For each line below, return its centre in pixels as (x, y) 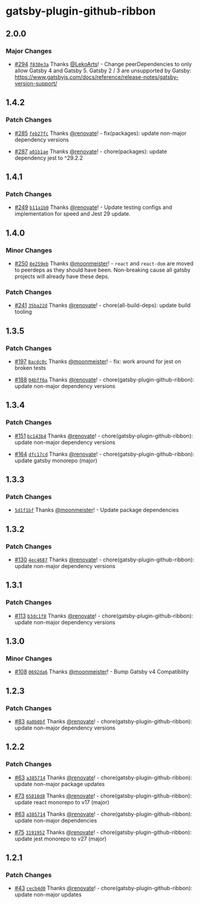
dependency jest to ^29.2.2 (49, 158)
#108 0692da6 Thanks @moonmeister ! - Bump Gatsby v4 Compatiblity (102, 672)
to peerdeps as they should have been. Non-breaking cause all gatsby (102, 270)
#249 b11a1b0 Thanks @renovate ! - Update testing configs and (93, 207)
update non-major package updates (60, 784)
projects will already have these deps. (62, 276)
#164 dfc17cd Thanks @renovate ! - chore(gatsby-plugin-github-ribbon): (105, 454)
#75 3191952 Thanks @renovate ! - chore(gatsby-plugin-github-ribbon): (103, 832)
